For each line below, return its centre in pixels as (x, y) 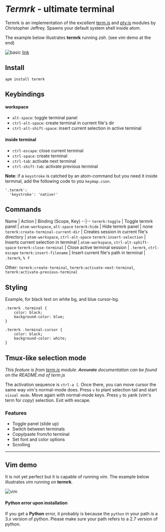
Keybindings (25, 94)
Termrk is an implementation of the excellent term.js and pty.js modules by (81, 23)
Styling (16, 287)
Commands (23, 209)
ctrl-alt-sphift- (131, 243)
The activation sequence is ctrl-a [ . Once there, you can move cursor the (81, 384)
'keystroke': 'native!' (34, 194)
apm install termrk (25, 79)
